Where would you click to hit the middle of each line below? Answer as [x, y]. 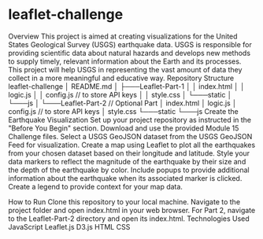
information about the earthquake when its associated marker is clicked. [125, 178]
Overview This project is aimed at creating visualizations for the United [123, 36]
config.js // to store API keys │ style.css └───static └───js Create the [123, 111]
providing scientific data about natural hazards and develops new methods [129, 53]
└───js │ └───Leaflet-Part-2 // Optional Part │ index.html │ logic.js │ [123, 103]
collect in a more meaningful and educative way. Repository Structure [121, 78]
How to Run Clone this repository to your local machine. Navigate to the [124, 201]
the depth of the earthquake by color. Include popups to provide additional [129, 170]
